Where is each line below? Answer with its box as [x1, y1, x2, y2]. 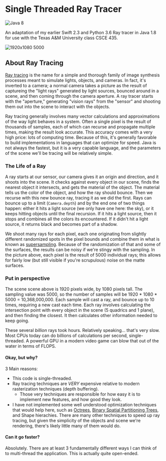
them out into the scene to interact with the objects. [5, 103, 110, 110]
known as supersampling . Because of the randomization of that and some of [5, 242, 161, 248]
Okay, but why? [5, 354, 38, 360]
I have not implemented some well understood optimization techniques [12, 401, 157, 407]
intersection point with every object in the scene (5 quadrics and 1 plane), [5, 307, 155, 313]
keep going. [5, 318, 30, 324]
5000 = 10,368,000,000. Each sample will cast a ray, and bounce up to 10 [5, 297, 155, 303]
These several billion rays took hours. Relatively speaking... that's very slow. [5, 328, 160, 333]
